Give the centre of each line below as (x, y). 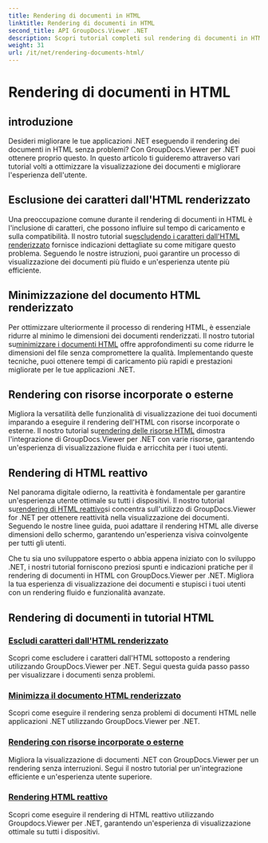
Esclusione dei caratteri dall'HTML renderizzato (130, 200)
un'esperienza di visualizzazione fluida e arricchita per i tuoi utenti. (118, 447)
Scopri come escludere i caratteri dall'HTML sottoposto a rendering (119, 658)
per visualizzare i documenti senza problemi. (82, 674)
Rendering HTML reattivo (58, 797)
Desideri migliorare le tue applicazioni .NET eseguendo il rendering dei (124, 141)
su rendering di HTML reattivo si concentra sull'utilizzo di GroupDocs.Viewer (132, 509)
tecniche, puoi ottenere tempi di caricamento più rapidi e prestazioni (120, 361)
